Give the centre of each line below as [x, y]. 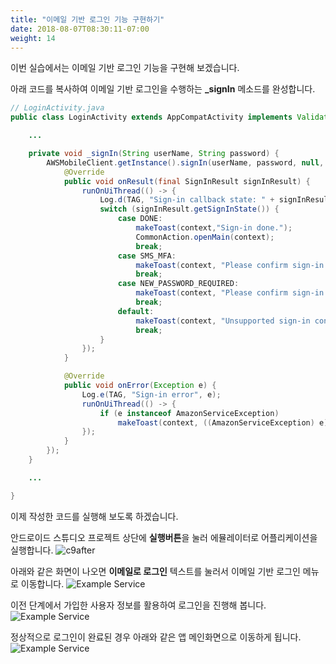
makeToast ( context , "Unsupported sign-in [223, 321]
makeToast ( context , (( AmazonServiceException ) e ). [225, 422]
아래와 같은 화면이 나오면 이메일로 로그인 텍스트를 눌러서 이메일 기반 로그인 [155, 571]
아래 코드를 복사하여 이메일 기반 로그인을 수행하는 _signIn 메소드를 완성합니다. [163, 89]
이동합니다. [42, 583]
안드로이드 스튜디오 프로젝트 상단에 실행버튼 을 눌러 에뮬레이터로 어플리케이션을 [164, 537]
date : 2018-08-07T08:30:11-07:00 [80, 29]
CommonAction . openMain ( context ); [205, 237]
